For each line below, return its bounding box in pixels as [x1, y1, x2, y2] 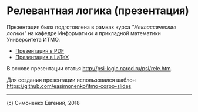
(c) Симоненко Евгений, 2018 [6, 99, 80, 106]
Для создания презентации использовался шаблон [6, 76, 136, 83]
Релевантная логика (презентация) [6, 4, 190, 18]
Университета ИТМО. [6, 36, 61, 43]
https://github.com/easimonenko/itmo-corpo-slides [6, 82, 132, 89]
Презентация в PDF [15, 47, 65, 54]
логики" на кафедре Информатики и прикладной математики [6, 29, 161, 36]
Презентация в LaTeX [15, 53, 69, 60]
